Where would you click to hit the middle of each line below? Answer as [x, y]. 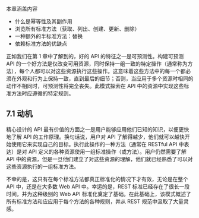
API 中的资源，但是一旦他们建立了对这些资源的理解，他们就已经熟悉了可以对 [99, 159]
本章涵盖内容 [22, 9]
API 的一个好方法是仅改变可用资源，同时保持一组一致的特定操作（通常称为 [97, 64]
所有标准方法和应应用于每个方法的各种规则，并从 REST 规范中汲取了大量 [95, 201]
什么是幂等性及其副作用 [43, 21]
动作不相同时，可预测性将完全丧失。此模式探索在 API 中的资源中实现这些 [95, 86]
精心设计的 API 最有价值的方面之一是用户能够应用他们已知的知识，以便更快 [98, 129]
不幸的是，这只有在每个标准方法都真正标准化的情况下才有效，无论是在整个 [97, 179]
